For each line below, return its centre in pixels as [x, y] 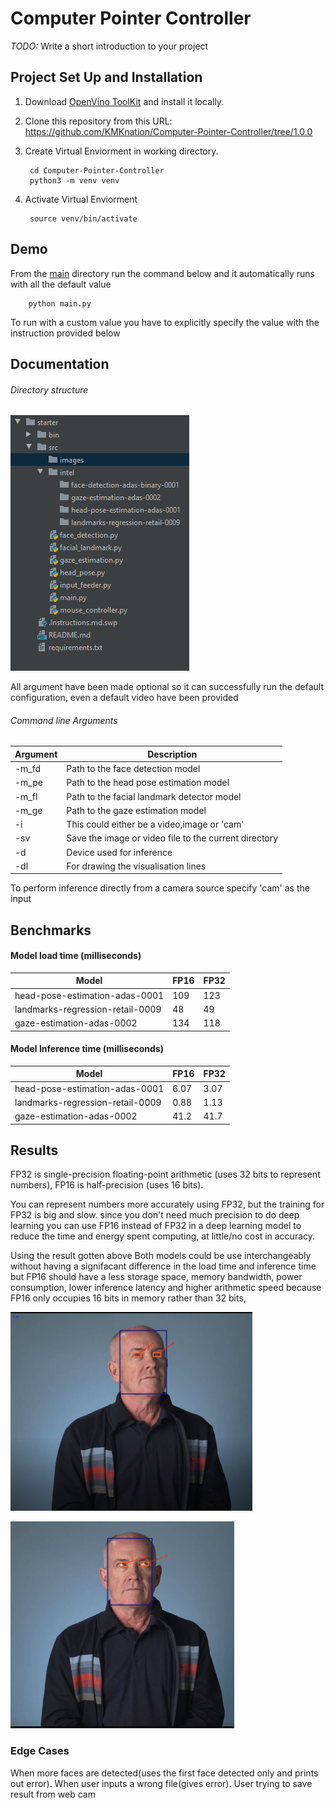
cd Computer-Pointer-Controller [97, 170]
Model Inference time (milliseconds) [87, 1049]
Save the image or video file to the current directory [172, 838]
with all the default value [61, 284]
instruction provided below [65, 333]
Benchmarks [51, 930]
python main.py [60, 303]
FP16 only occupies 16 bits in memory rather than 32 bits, [128, 1298]
